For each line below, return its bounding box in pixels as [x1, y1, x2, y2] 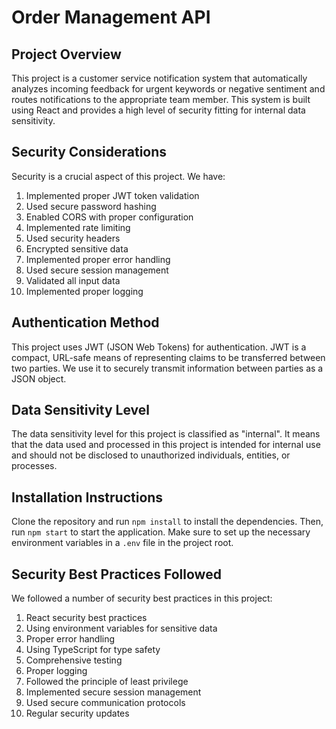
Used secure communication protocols [25, 697, 186, 709]
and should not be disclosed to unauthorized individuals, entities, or [11, 449, 291, 461]
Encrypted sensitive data [25, 242, 129, 255]
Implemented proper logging [25, 285, 144, 297]
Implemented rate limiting [25, 221, 131, 233]
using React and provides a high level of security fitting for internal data [11, 104, 306, 116]
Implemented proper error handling [25, 253, 171, 265]
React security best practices [25, 612, 148, 624]
